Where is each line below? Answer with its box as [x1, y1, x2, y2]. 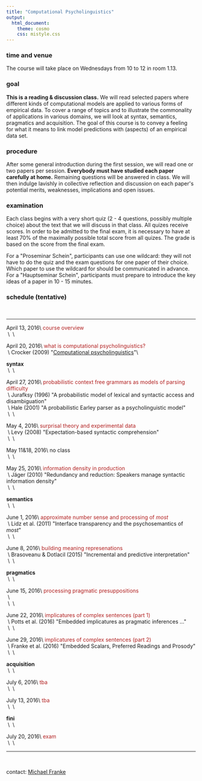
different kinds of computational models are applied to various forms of [6, 100, 183, 107]
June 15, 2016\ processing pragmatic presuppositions [6, 587, 139, 594]
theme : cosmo [17, 25, 50, 32]
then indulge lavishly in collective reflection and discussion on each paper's [6, 180, 194, 187]
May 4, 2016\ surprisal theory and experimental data [6, 422, 136, 429]
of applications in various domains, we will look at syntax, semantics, [6, 113, 177, 120]
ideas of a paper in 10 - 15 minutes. [6, 278, 93, 285]
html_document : [11, 20, 50, 26]
